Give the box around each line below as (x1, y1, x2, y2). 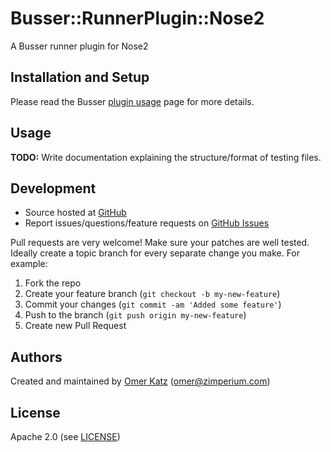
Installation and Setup (10, 69, 150, 86)
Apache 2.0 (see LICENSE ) (10, 431, 121, 442)
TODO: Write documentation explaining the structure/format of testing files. (10, 151, 322, 163)
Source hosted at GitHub (24, 207, 127, 219)
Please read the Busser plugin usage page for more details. (10, 95, 255, 107)
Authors (10, 348, 63, 366)
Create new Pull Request (24, 320, 127, 332)
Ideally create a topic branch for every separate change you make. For (10, 247, 301, 259)
